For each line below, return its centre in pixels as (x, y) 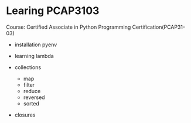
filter (29, 85)
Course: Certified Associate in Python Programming (69, 27)
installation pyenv (36, 45)
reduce (32, 91)
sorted (31, 103)
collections (28, 67)
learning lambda (34, 56)
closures (25, 115)
